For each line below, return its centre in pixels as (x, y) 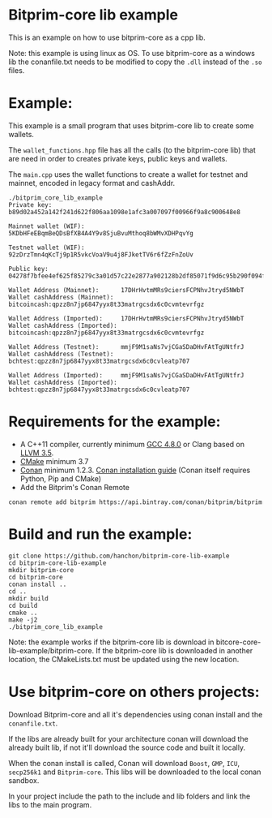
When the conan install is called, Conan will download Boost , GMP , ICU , (124, 763)
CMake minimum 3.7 (54, 461)
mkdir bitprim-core (41, 570)
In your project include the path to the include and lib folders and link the (130, 796)
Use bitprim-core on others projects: (134, 692)
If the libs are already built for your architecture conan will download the (128, 738)
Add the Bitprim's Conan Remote (74, 487)
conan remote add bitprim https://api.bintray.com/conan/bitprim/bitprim (136, 502)
